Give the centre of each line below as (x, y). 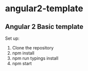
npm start (22, 63)
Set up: (12, 38)
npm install (23, 53)
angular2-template (44, 9)
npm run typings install (35, 58)
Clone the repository (33, 48)
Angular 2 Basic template (44, 27)
